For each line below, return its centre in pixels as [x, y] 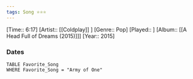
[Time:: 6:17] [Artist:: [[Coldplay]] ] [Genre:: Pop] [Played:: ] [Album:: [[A [96, 29]
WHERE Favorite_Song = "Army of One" [55, 70]
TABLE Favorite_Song [33, 64]
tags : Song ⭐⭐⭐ [26, 12]
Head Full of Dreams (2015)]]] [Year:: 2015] [61, 36]
